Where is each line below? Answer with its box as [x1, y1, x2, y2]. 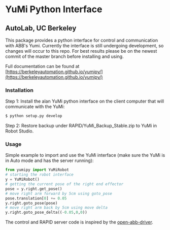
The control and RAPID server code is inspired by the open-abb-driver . [5, 219, 153, 225]
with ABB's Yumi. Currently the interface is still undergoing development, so [5, 43, 164, 49]
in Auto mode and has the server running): [5, 157, 94, 163]
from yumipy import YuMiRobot [5, 168, 70, 173]
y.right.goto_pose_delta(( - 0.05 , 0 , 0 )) [5, 210, 87, 215]
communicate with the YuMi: [5, 104, 65, 110]
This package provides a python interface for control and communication [5, 37, 158, 43]
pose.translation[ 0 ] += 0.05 [5, 195, 67, 201]
